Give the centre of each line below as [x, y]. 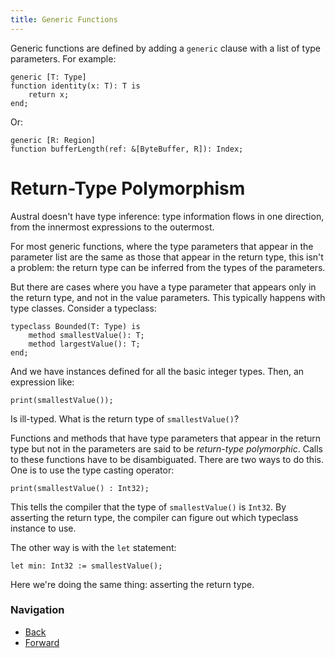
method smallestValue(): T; [86, 335]
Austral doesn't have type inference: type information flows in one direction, [167, 216]
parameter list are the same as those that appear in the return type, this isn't [167, 257]
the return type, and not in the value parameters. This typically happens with [168, 297]
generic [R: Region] [53, 140]
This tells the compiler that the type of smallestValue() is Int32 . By [148, 507]
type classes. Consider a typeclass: [83, 308]
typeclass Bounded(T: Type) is [75, 326]
